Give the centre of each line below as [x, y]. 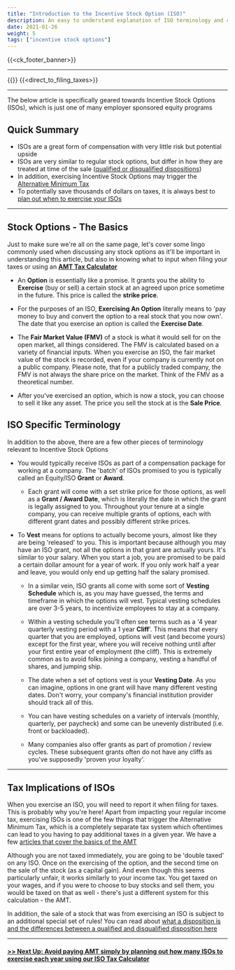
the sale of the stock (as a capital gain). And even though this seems [106, 870]
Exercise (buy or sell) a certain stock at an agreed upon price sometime [121, 288]
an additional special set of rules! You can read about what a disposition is [114, 921]
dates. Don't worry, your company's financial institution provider [120, 694]
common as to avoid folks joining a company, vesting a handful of [122, 659]
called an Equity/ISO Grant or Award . [71, 478]
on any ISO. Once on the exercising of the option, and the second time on [113, 863]
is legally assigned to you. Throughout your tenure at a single [116, 506]
